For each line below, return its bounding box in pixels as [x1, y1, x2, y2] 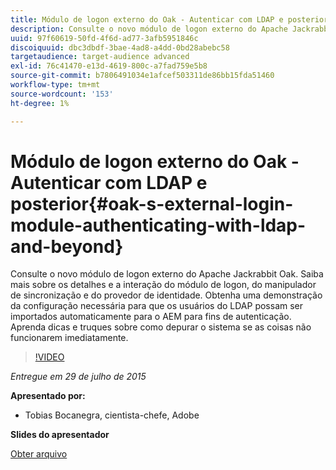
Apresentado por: [10, 390, 86, 402]
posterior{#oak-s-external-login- [10, 192, 294, 215]
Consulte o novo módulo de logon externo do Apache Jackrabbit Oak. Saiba [10, 268, 324, 280]
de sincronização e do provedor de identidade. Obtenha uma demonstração [10, 289, 323, 301]
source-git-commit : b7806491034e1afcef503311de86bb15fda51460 [10, 71, 275, 81]
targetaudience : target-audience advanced [10, 52, 190, 62]
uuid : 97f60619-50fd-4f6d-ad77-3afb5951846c [10, 33, 199, 43]
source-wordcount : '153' [10, 89, 114, 99]
